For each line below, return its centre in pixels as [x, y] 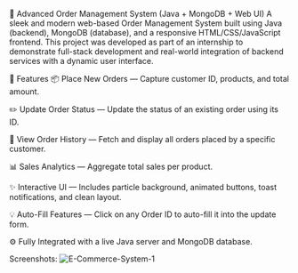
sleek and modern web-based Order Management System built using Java [146, 23]
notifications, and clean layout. [65, 197]
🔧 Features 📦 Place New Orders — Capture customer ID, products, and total [149, 79]
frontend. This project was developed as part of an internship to [126, 42]
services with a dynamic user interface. [81, 61]
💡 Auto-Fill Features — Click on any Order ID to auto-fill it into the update [143, 214]
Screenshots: [33, 259]
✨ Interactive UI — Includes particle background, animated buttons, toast [143, 187]
